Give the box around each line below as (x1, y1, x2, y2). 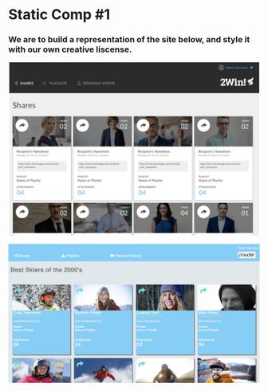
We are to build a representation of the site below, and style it (8, 34, 250, 45)
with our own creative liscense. (8, 44, 132, 55)
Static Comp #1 (8, 6, 110, 24)
